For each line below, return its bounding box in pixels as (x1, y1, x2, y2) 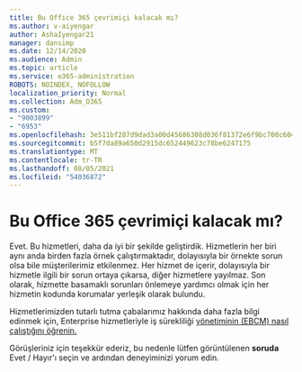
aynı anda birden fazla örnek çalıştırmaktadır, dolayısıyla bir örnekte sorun (9, 250, 283, 261)
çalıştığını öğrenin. (9, 325, 77, 336)
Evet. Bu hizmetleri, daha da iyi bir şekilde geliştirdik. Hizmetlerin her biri (9, 240, 277, 252)
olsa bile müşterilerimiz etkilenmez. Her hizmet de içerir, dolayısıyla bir (9, 260, 270, 271)
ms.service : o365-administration (9, 72, 135, 81)
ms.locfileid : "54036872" (9, 172, 106, 181)
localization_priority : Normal (9, 88, 127, 97)
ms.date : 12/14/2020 (9, 47, 87, 56)
